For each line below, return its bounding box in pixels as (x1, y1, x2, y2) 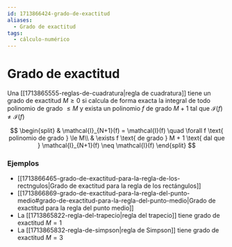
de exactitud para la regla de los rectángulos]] (69, 182, 201, 190)
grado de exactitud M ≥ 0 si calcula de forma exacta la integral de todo (7, 97, 210, 105)
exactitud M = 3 (17, 234, 64, 242)
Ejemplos (7, 158, 40, 168)
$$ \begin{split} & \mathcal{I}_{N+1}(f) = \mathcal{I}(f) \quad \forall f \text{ (10, 127, 224, 135)
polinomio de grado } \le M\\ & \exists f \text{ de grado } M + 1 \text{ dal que (8, 134, 225, 143)
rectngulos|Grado (17, 182, 68, 190)
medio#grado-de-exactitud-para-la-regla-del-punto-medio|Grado (17, 196, 207, 205)
